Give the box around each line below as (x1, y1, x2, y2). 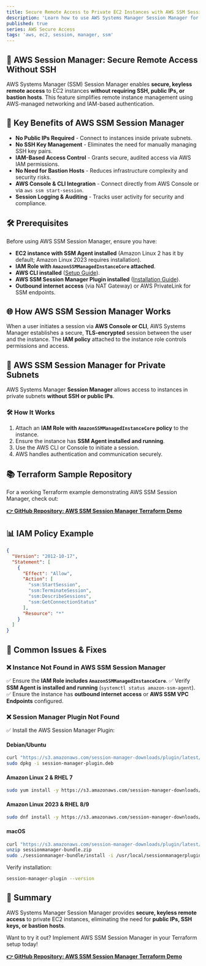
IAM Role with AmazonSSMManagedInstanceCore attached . (15, 262, 156, 270)
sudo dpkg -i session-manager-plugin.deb (6, 760, 114, 767)
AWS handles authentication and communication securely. (15, 450, 163, 458)
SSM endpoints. (15, 288, 56, 296)
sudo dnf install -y (6, 814, 59, 820)
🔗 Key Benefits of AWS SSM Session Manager (6, 118, 185, 128)
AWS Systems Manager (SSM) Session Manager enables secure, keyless (6, 80, 193, 88)
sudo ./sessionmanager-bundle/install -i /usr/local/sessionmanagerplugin (6, 852, 202, 859)
